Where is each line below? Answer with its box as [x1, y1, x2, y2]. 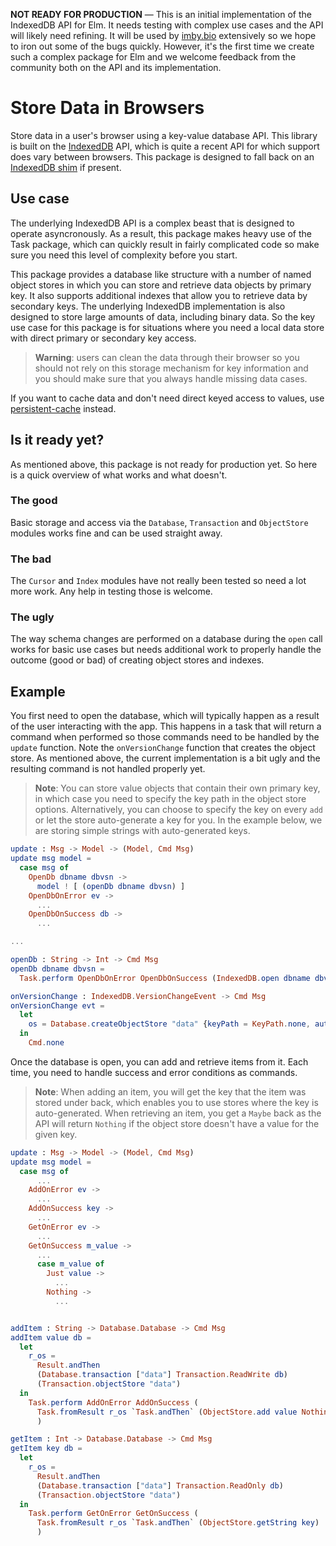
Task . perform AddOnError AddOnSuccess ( [28, 1397, 199, 1408]
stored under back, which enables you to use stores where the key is [34, 1096, 319, 1108]
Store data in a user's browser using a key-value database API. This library [10, 129, 318, 141]
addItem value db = [10, 1332, 92, 1343]
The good [10, 494, 58, 508]
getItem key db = [10, 1444, 83, 1454]
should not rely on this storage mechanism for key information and [34, 362, 309, 374]
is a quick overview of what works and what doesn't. [10, 469, 228, 481]
